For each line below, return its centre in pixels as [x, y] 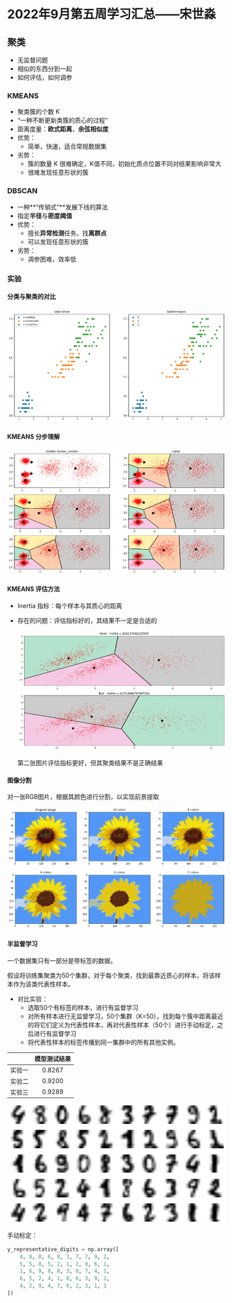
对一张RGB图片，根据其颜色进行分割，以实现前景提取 [83, 797]
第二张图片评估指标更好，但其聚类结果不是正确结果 [90, 763]
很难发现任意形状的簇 [58, 173]
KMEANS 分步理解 [34, 436]
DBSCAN [23, 191]
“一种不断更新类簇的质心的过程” [63, 120]
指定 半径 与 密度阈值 [45, 215]
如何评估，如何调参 [45, 77]
